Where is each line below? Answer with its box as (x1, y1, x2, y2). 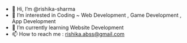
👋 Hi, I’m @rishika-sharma (11, 6, 76, 12)
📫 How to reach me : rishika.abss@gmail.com (11, 31, 125, 37)
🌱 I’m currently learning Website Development (11, 24, 124, 31)
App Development (11, 18, 56, 24)
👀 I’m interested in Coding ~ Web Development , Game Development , (11, 12, 182, 19)
